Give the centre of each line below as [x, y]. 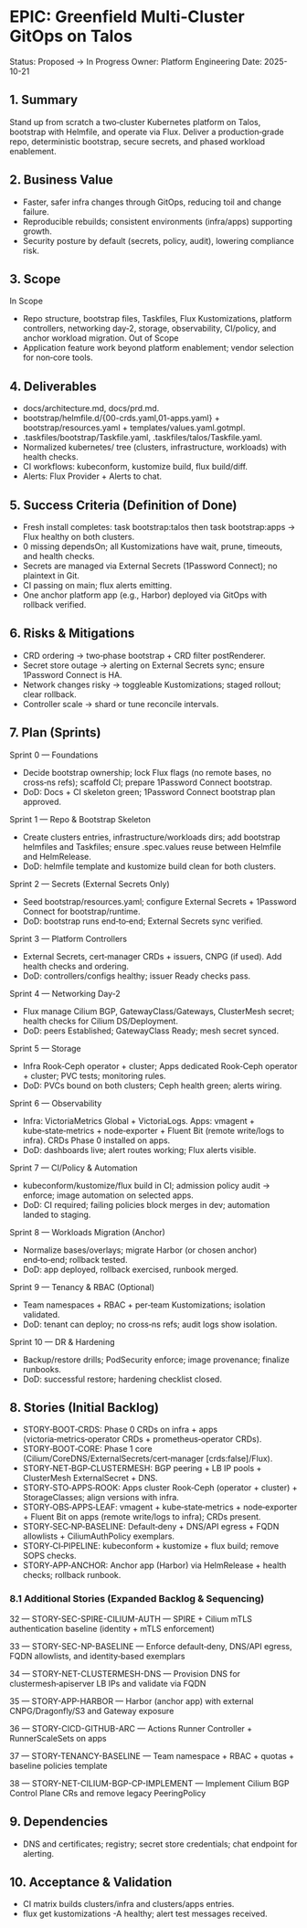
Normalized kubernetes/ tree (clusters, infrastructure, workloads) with [154, 447]
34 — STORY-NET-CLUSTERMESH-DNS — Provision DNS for [125, 1673]
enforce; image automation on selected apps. [108, 1195]
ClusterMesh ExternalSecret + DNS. [90, 1478]
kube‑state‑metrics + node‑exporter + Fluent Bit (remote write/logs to [153, 1130]
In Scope [26, 301]
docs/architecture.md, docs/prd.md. [91, 408]
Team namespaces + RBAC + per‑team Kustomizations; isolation [144, 1305]
